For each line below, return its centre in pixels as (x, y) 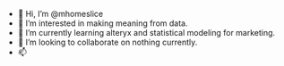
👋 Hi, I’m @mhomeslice (60, 14)
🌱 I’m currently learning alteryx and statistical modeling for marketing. (146, 33)
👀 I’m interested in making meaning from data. (103, 23)
